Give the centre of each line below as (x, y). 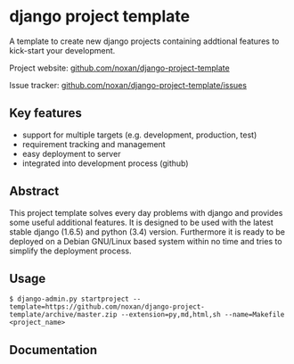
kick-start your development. (62, 50)
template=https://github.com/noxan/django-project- (107, 307)
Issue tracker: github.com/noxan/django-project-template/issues (128, 85)
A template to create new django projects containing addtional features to (144, 41)
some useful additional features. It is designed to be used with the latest (141, 222)
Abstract (34, 191)
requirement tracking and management (94, 144)
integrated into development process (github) (105, 163)
